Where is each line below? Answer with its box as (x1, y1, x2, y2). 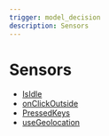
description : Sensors (9, 21, 90, 30)
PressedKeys (21, 108, 71, 118)
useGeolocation (21, 117, 81, 128)
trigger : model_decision (9, 12, 101, 22)
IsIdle (21, 89, 43, 100)
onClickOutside (21, 99, 79, 109)
